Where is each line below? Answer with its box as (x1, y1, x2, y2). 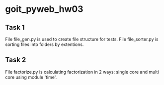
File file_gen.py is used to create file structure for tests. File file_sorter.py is (5, 36, 159, 42)
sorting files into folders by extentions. (5, 42, 84, 47)
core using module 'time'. (5, 74, 57, 80)
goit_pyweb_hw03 (5, 3, 83, 15)
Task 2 (5, 56, 26, 64)
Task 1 (5, 23, 25, 32)
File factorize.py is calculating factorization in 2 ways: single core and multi (5, 69, 159, 75)
